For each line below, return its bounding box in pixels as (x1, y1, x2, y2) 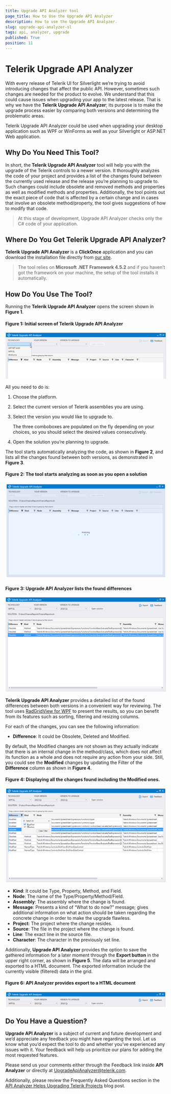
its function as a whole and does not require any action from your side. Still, (5, 754, 164, 760)
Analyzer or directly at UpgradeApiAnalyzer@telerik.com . (5, 1067, 127, 1074)
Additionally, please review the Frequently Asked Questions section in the (5, 1077, 160, 1083)
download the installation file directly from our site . (5, 254, 112, 261)
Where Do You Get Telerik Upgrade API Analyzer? (5, 236, 166, 244)
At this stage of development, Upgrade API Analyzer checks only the (17, 215, 162, 221)
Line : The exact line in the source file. (12, 931, 92, 937)
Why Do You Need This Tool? (5, 148, 100, 157)
